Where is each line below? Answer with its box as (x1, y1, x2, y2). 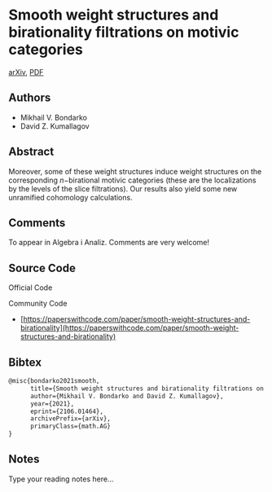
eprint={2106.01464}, (29, 407, 104, 415)
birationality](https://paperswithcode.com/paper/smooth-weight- (20, 323, 239, 333)
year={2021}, (29, 399, 75, 408)
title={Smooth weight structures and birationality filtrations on (29, 384, 265, 393)
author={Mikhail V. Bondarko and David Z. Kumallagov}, (29, 392, 224, 400)
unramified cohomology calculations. (8, 192, 133, 202)
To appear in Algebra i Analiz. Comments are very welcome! (8, 238, 210, 248)
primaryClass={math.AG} (29, 422, 112, 431)
